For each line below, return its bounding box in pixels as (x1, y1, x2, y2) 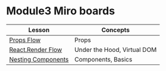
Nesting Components (9, 55, 69, 63)
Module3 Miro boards (6, 4, 115, 18)
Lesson (28, 26, 50, 34)
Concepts (101, 26, 130, 34)
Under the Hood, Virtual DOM (74, 45, 157, 54)
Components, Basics (74, 55, 133, 63)
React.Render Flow (9, 45, 63, 54)
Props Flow (9, 36, 41, 44)
